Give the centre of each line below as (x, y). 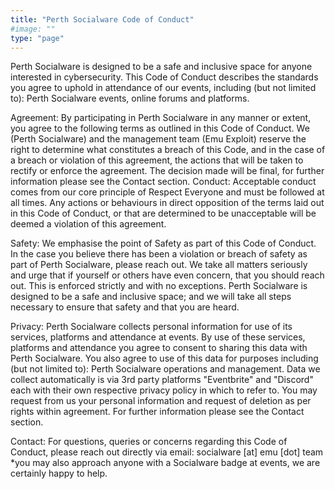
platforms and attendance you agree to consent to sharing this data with (159, 348)
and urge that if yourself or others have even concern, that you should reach (167, 275)
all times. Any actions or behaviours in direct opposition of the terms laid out (167, 203)
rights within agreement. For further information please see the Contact (157, 412)
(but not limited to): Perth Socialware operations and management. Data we (165, 369)
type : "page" (37, 38)
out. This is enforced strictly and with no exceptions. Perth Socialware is (159, 286)
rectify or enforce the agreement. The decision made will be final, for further (167, 171)
